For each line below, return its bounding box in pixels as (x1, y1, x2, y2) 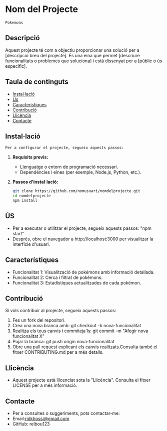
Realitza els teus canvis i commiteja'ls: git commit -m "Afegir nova (12, 328, 148, 334)
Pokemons (5, 20, 23, 25)
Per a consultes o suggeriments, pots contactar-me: (12, 410, 120, 416)
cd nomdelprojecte (12, 193, 51, 199)
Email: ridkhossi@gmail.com (12, 415, 69, 422)
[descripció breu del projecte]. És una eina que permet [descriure (5, 52, 140, 58)
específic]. (5, 63, 27, 69)
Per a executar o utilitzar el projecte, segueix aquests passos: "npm (12, 225, 151, 231)
